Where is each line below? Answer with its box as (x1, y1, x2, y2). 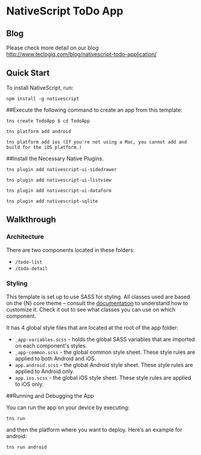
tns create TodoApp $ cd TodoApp (6, 118, 90, 124)
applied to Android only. (14, 368, 75, 375)
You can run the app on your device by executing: (6, 404, 130, 411)
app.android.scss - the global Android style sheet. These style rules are (14, 361, 194, 368)
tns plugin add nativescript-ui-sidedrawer (6, 166, 117, 172)
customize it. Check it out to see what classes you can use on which (6, 306, 176, 313)
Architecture (6, 233, 45, 241)
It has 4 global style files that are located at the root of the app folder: (6, 324, 179, 331)
